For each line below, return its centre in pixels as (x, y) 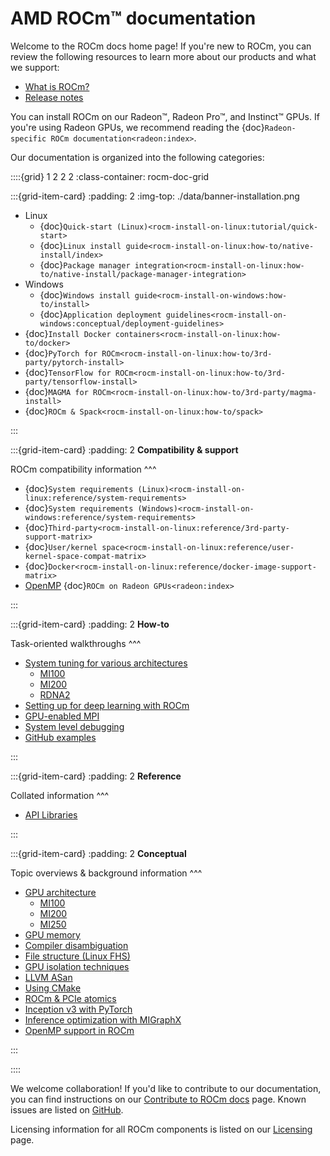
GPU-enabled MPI (62, 716)
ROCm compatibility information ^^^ (83, 469)
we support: (35, 67)
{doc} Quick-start (76, 226)
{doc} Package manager (85, 264)
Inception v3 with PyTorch (78, 1009)
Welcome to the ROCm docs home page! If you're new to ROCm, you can (161, 46)
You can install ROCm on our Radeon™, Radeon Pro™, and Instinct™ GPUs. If (165, 116)
